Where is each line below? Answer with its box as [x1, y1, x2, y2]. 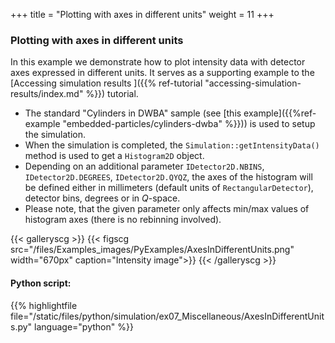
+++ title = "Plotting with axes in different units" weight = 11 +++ [10, 9, 275, 20]
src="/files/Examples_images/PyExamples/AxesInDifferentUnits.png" [10, 244, 295, 256]
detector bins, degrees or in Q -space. [24, 192, 181, 204]
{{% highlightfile [10, 299, 78, 311]
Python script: [10, 277, 72, 289]
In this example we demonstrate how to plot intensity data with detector [10, 56, 306, 68]
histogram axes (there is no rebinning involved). [24, 214, 222, 226]
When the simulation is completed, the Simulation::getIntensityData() [24, 139, 320, 151]
